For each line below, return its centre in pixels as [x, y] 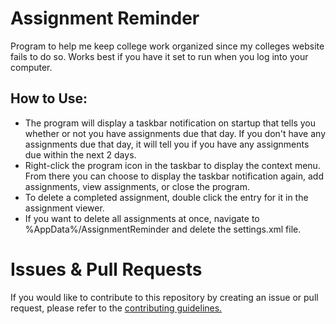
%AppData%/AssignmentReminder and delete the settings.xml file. [163, 229]
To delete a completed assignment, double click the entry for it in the [166, 197]
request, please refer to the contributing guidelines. [116, 308]
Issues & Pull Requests [106, 269]
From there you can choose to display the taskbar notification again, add [174, 176]
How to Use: [49, 98]
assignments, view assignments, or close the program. [137, 186]
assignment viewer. [64, 208]
